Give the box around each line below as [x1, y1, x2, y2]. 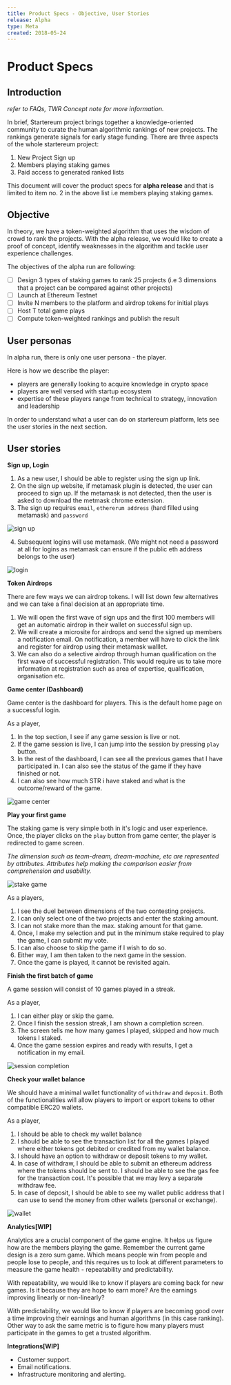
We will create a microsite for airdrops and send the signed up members [17, 628, 223, 636]
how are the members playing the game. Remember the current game [7, 1244, 205, 1251]
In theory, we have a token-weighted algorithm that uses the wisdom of [7, 227, 210, 235]
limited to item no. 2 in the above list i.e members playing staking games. [7, 189, 214, 197]
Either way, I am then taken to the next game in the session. [17, 951, 187, 959]
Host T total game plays [17, 306, 85, 315]
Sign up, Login [7, 461, 50, 469]
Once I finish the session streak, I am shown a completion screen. [17, 1019, 204, 1027]
